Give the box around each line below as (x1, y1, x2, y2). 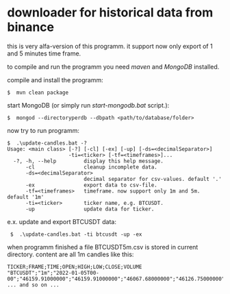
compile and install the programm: (7, 75, 104, 84)
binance (7, 19, 55, 35)
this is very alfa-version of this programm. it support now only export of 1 (7, 42, 214, 50)
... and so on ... (7, 281, 60, 289)
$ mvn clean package (7, 89, 69, 96)
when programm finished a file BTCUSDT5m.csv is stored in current (7, 243, 199, 251)
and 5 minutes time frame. (7, 49, 81, 58)
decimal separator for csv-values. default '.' (83, 175, 222, 182)
